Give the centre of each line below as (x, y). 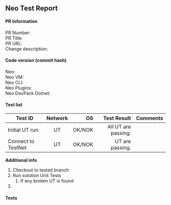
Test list (14, 105)
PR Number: (18, 32)
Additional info (21, 160)
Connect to (21, 141)
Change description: (27, 49)
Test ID (25, 118)
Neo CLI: (15, 82)
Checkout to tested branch (41, 170)
